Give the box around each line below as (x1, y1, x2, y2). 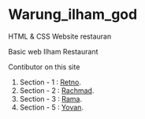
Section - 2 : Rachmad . (19, 85, 95, 95)
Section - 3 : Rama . (19, 94, 83, 103)
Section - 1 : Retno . (19, 77, 81, 87)
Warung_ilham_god (8, 6, 138, 24)
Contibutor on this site (8, 61, 80, 72)
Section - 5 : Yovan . (19, 102, 84, 112)
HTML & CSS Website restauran (8, 32, 112, 41)
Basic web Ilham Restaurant (8, 46, 99, 56)
